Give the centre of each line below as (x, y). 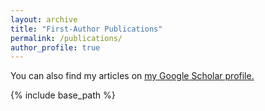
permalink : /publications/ (66, 38)
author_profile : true (55, 47)
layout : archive (44, 19)
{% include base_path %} (63, 95)
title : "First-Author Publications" (86, 29)
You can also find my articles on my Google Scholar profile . (132, 76)
